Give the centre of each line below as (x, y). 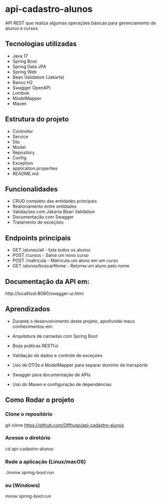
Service (20, 136)
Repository (23, 152)
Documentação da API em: (47, 282)
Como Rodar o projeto (40, 400)
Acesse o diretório (28, 438)
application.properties (35, 168)
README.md (25, 173)
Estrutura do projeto (37, 119)
